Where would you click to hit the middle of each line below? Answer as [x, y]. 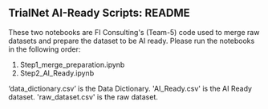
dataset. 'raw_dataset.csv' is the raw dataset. [83, 97]
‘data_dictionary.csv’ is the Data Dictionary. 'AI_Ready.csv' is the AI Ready [130, 88]
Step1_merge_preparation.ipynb [72, 64]
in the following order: [45, 49]
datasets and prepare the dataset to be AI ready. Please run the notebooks [132, 41]
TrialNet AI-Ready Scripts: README [99, 13]
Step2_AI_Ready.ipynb [57, 73]
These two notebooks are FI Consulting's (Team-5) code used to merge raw [134, 32]
